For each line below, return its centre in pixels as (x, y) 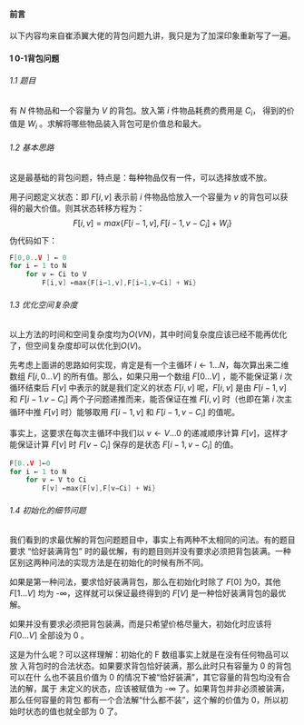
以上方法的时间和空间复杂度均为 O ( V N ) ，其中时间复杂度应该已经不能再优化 (148, 334)
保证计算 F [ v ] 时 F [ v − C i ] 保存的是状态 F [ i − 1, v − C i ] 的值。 (127, 445)
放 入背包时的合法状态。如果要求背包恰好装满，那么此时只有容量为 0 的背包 (151, 666)
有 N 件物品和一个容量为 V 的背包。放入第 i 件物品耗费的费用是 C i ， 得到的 (148, 112)
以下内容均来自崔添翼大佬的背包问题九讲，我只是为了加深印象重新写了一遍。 (152, 35)
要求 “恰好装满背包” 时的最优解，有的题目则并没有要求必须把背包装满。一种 (151, 551)
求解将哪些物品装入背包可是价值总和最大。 (127, 124)
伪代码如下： (33, 240)
